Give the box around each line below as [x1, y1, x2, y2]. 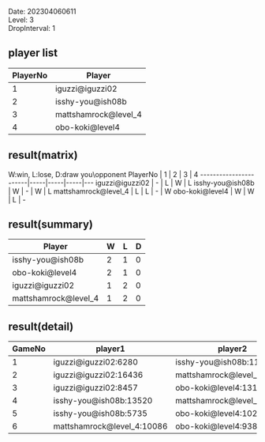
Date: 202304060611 [8, 7, 77, 16]
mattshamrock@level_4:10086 [53, 421, 168, 432]
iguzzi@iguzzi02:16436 [53, 369, 144, 380]
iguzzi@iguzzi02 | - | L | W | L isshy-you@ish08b [95, 178, 255, 187]
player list [8, 47, 58, 60]
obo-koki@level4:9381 [175, 421, 263, 432]
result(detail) [8, 319, 74, 333]
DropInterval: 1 [8, 24, 55, 32]
